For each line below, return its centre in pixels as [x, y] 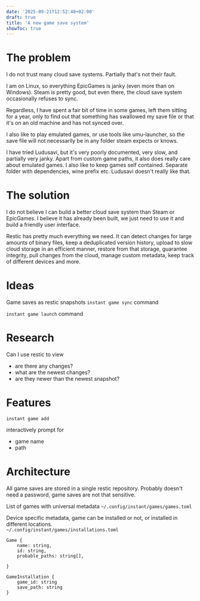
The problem [39, 58]
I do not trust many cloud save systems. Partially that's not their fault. [91, 75]
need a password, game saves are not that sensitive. [71, 494]
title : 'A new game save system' [48, 23]
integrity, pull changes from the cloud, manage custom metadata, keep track [100, 255]
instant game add [28, 418]
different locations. [29, 524]
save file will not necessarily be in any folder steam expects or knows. [92, 141]
